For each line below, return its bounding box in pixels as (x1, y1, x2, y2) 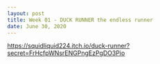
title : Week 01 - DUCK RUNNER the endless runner (7, 17, 154, 23)
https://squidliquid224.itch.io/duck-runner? (7, 42, 130, 50)
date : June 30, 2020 (7, 23, 67, 30)
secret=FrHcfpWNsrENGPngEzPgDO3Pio (7, 49, 125, 57)
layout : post (7, 10, 45, 17)
